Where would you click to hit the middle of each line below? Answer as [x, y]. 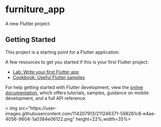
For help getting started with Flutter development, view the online [74, 87]
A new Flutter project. [28, 24]
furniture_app [35, 9]
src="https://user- [38, 108]
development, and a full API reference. [46, 98]
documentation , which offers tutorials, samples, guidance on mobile [77, 93]
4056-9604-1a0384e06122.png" [40, 119]
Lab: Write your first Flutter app [46, 72]
